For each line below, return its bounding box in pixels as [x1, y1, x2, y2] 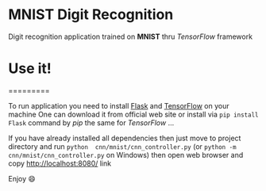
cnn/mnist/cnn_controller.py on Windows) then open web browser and [8, 150, 244, 159]
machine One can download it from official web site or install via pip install [8, 109, 259, 119]
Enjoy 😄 [8, 174, 36, 183]
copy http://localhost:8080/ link [8, 159, 112, 168]
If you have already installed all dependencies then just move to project [8, 133, 241, 143]
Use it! [8, 59, 52, 78]
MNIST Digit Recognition [8, 6, 174, 24]
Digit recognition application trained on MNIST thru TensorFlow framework [8, 32, 253, 41]
